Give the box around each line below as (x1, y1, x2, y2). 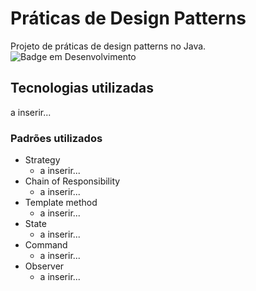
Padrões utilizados (10, 131, 103, 145)
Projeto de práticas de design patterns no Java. (10, 40, 207, 52)
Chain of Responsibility (24, 175, 121, 187)
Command (24, 239, 68, 251)
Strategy (24, 154, 61, 166)
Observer (24, 260, 65, 272)
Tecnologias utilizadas (10, 80, 154, 97)
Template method (24, 197, 98, 209)
